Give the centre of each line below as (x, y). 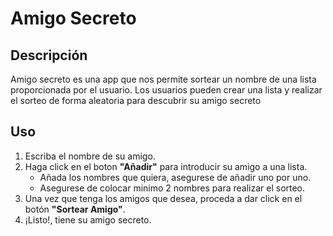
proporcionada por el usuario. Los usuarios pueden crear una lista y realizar (166, 90)
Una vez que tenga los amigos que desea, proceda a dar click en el (163, 198)
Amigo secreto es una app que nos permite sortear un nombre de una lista (163, 79)
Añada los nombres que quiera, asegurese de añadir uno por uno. (175, 177)
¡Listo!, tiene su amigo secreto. (88, 219)
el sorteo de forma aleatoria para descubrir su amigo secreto (136, 100)
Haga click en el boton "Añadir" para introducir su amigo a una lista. (166, 166)
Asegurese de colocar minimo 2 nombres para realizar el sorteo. (172, 188)
